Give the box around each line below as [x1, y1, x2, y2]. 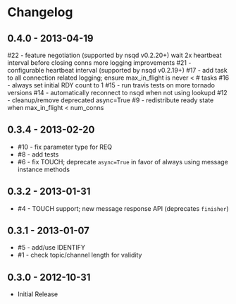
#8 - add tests [17, 150, 59, 159]
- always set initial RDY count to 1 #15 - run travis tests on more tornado [7, 81, 215, 89]
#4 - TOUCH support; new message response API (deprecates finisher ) [17, 204, 229, 212]
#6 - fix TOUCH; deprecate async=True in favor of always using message [17, 157, 229, 166]
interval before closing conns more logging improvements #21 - [7, 59, 192, 67]
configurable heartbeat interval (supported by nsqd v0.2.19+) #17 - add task [7, 66, 228, 74]
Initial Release [17, 290, 58, 298]
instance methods [17, 165, 70, 174]
